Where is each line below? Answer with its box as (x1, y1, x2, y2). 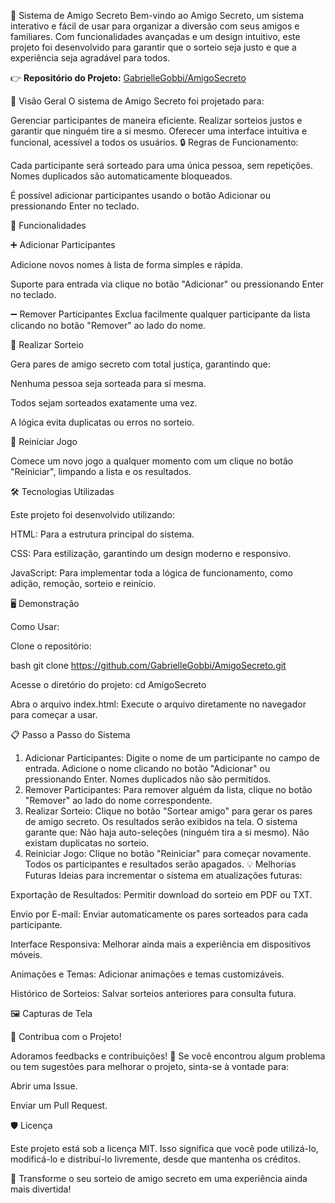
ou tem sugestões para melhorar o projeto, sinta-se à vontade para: (10, 1061, 290, 1072)
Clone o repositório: (10, 640, 92, 652)
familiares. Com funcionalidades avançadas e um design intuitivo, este (10, 31, 301, 42)
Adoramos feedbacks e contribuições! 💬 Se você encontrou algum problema (10, 1050, 326, 1062)
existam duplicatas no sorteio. (24, 837, 150, 849)
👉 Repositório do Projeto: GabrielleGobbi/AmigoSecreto (10, 72, 247, 84)
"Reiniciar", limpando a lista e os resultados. (10, 466, 192, 477)
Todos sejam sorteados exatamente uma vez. (10, 397, 198, 409)
